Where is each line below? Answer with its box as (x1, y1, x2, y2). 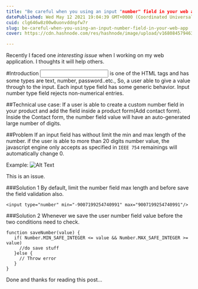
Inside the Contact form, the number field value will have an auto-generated (6, 114, 190, 121)
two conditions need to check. (6, 218, 80, 225)
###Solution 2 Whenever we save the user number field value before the (6, 212, 183, 220)
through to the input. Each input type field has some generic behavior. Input (6, 84, 190, 91)
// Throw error (19, 255, 57, 262)
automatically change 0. (6, 150, 65, 157)
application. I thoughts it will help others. (6, 58, 105, 65)
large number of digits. (6, 120, 62, 127)
